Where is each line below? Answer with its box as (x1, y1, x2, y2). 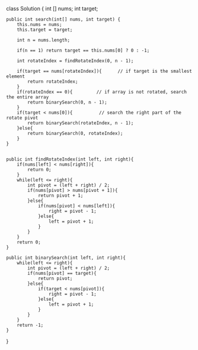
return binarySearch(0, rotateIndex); (27, 130, 123, 136)
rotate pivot (6, 115, 39, 121)
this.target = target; (17, 27, 73, 33)
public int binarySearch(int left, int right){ (6, 255, 126, 261)
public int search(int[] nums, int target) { (6, 17, 120, 23)
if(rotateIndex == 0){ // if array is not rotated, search (17, 89, 187, 95)
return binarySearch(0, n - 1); (27, 99, 108, 105)
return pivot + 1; (37, 192, 84, 198)
